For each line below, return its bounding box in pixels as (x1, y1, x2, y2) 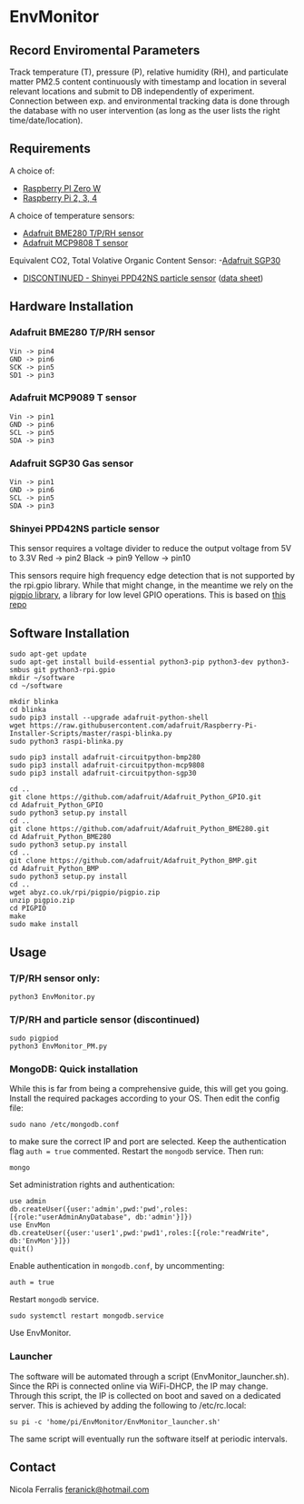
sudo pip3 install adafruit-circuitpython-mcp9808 (9, 761, 205, 770)
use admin (9, 1197, 47, 1206)
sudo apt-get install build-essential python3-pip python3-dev (9, 658, 254, 667)
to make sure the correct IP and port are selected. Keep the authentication (9, 1136, 287, 1147)
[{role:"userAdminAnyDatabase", (9, 1212, 132, 1222)
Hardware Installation (9, 299, 134, 314)
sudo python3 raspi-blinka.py (9, 737, 124, 747)
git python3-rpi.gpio (33, 666, 116, 675)
